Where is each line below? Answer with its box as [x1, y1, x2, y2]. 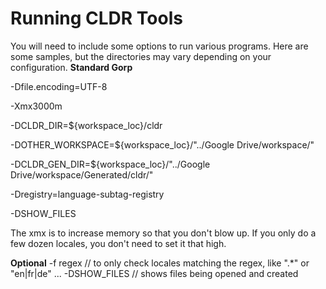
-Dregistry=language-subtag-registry [10, 188, 165, 200]
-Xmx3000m [10, 100, 63, 112]
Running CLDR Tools [10, 7, 183, 30]
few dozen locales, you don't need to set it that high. [10, 237, 227, 249]
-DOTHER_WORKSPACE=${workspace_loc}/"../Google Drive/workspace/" [10, 138, 315, 151]
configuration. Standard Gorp [10, 61, 133, 73]
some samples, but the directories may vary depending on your [10, 50, 272, 62]
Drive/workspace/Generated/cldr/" [10, 168, 154, 181]
